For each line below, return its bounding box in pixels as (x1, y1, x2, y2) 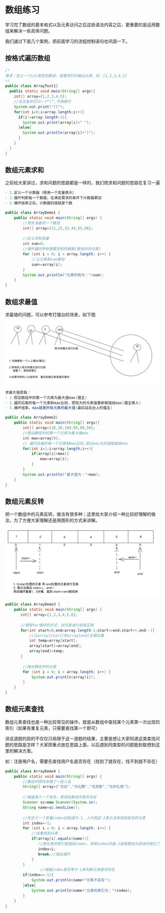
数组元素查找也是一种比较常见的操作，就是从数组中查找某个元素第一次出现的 (5, 719, 160, 725)
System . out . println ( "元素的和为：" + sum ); (23, 273, 105, 277)
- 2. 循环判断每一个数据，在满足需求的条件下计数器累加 (5, 195, 102, 201)
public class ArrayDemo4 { (5, 768, 60, 774)
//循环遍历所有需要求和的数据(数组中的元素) (23, 246, 101, 251)
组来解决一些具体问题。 (5, 28, 53, 33)
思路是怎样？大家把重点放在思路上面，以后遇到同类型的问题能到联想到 (13, 741, 156, 748)
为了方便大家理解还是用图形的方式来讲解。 (13, 517, 100, 523)
